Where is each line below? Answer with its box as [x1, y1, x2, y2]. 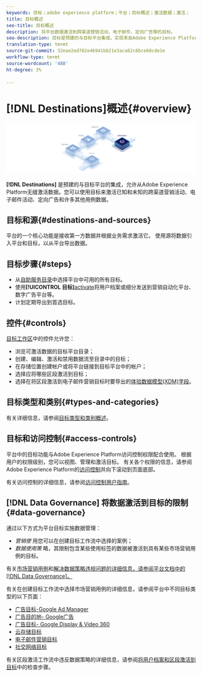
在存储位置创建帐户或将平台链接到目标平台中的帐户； [14, 363, 147, 370]
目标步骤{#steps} [6, 259, 72, 269]
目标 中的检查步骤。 [6, 663, 54, 671]
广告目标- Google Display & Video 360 [14, 620, 110, 628]
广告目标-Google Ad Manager [14, 605, 89, 613]
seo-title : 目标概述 [6, 22, 54, 28]
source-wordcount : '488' [6, 60, 69, 66]
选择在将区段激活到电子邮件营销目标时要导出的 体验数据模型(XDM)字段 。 [14, 378, 195, 385]
